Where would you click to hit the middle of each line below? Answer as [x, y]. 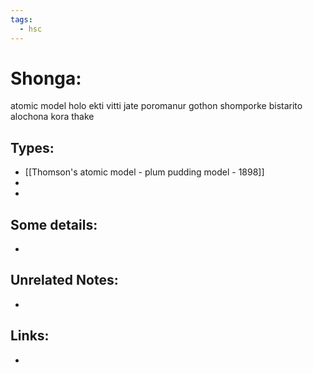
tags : [21, 19]
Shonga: [46, 78]
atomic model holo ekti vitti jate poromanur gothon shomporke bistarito [156, 106]
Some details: [54, 224]
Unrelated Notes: [64, 280]
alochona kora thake [52, 117]
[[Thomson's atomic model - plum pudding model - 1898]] [144, 172]
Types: [32, 147]
